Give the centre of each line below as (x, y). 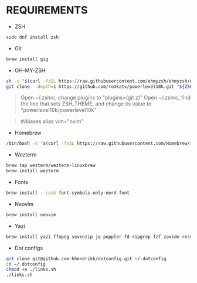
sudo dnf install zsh (33, 37)
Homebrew (28, 133)
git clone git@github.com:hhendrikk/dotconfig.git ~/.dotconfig (86, 258)
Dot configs (29, 248)
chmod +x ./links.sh (31, 270)
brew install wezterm (33, 171)
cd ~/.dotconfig (26, 264)
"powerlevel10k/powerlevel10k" (58, 110)
